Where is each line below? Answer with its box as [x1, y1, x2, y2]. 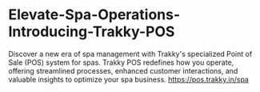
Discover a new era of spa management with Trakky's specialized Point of [8, 49, 253, 58]
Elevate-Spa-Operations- [8, 6, 181, 24]
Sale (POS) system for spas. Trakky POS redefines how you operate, [8, 58, 234, 67]
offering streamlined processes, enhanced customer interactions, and [8, 66, 238, 75]
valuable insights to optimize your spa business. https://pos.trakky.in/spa [8, 74, 250, 84]
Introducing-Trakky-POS [8, 22, 175, 41]
